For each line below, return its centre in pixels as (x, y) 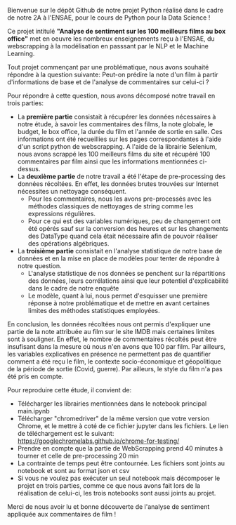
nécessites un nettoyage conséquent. (72, 191)
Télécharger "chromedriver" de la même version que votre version (113, 418)
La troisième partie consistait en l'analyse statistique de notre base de (120, 251)
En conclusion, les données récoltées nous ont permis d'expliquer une (109, 324)
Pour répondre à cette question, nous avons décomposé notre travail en (111, 95)
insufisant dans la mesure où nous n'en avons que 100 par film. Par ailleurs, (117, 346)
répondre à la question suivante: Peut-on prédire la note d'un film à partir (113, 74)
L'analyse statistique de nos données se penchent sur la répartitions (127, 273)
